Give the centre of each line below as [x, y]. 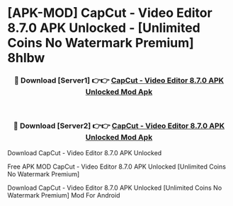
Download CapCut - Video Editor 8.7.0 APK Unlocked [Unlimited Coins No [115, 188]
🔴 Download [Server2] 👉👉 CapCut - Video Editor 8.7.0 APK [119, 126]
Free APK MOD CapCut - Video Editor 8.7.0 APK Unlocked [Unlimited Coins [117, 166]
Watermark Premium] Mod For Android [64, 195]
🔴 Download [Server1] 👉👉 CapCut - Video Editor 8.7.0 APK [119, 80]
